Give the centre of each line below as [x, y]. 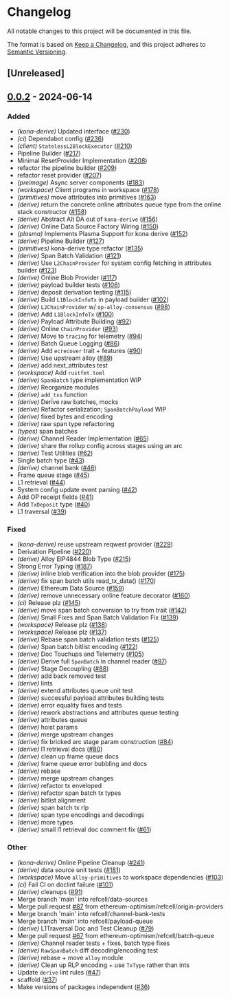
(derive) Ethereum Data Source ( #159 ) [71, 588]
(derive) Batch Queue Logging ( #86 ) [68, 343]
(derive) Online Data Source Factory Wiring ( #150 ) [88, 226]
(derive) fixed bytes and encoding [65, 416]
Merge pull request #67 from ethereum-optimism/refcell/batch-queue [116, 935]
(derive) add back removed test [61, 676]
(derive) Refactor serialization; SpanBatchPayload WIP [92, 410]
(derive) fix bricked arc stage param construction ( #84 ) [95, 742]
